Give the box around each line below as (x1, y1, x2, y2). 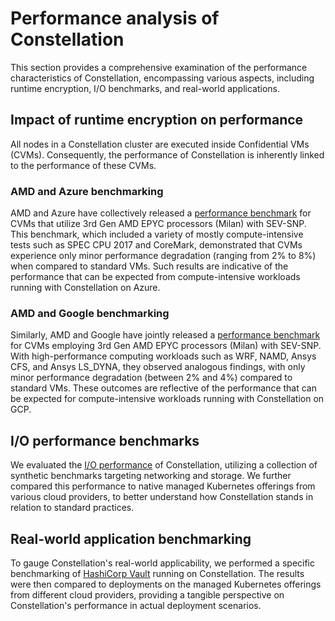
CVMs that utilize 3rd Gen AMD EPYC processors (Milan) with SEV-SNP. (10, 218, 307, 230)
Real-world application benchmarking (10, 530, 252, 547)
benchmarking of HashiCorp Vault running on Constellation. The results (10, 567, 305, 579)
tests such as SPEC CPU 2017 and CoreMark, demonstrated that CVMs (10, 239, 303, 251)
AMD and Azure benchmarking (10, 184, 164, 198)
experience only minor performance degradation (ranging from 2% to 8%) (10, 250, 317, 262)
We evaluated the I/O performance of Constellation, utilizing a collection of (10, 459, 318, 471)
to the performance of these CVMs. (10, 159, 157, 171)
